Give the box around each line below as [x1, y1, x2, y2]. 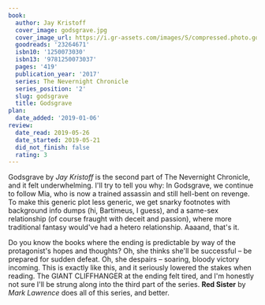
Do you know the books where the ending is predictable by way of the [8, 238, 237, 247]
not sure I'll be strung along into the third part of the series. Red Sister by [8, 280, 246, 289]
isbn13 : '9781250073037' [15, 56, 97, 64]
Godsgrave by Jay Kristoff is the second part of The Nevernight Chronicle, [8, 173, 251, 182]
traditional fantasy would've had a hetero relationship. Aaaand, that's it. [8, 222, 240, 232]
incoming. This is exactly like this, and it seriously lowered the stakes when [8, 263, 252, 273]
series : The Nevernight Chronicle [15, 77, 129, 85]
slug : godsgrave [15, 92, 69, 100]
